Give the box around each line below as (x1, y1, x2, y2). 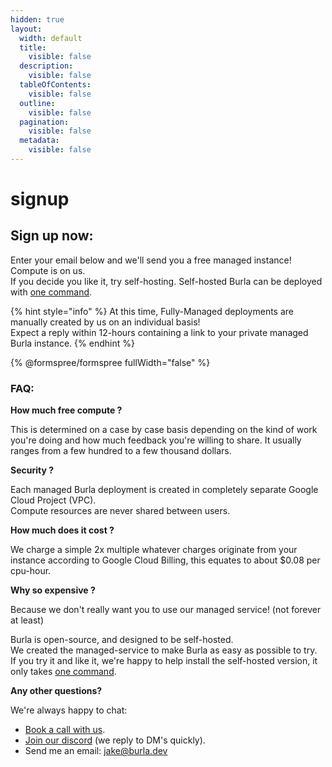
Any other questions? (10, 685, 103, 697)
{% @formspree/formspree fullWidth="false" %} (10, 356, 211, 368)
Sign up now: (10, 227, 94, 245)
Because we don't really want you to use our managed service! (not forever (10, 604, 322, 616)
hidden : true (10, 14, 65, 25)
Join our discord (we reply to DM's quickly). (24, 734, 206, 746)
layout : (10, 24, 43, 34)
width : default (19, 33, 83, 43)
